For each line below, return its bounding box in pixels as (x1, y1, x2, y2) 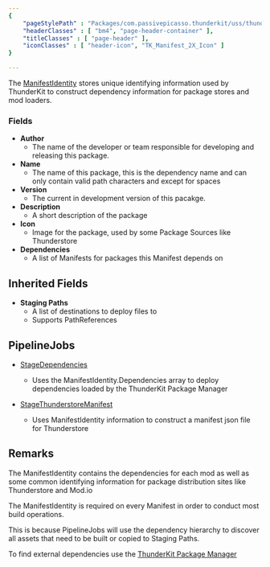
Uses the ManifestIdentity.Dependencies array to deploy (31, 375, 219, 384)
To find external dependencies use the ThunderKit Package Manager (8, 549, 237, 559)
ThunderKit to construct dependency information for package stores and (8, 87, 250, 97)
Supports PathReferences (31, 315, 118, 325)
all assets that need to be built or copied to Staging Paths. (8, 533, 200, 543)
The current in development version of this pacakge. (31, 194, 207, 203)
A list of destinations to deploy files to (31, 306, 157, 316)
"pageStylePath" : (22, 19, 84, 27)
